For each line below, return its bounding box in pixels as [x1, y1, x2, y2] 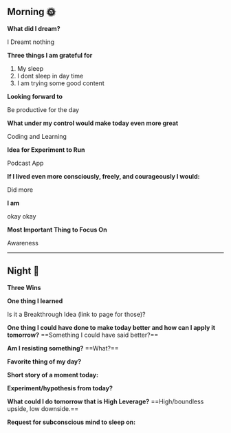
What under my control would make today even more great [7, 119, 179, 127]
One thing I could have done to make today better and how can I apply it [7, 323, 215, 331]
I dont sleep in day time [16, 71, 84, 80]
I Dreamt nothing [7, 38, 55, 46]
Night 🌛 [7, 265, 40, 277]
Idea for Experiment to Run [7, 145, 85, 154]
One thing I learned [7, 296, 63, 305]
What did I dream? [7, 24, 60, 32]
